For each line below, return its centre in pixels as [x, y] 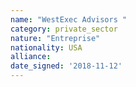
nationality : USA [46, 47]
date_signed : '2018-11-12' [66, 66]
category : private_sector [64, 29]
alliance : [31, 57]
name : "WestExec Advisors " [69, 19]
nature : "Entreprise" [55, 38]
